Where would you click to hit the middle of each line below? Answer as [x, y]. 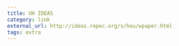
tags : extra [24, 32]
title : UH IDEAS [30, 13]
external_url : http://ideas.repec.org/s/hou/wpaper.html [90, 26]
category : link [29, 20]
